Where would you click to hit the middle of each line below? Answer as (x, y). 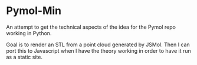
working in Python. (29, 33)
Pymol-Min (34, 11)
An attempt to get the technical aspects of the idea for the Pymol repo (91, 27)
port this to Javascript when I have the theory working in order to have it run (99, 50)
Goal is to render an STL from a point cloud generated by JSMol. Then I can (98, 45)
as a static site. (24, 57)
